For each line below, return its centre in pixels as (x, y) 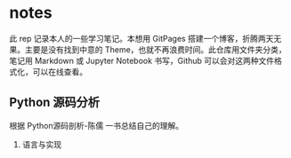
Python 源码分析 (55, 103)
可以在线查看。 (60, 71)
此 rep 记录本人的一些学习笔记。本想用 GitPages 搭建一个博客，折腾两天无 (145, 38)
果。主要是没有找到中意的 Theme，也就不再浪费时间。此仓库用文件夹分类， (148, 49)
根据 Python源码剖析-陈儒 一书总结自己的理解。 (97, 125)
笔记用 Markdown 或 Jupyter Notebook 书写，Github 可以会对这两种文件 (142, 60)
